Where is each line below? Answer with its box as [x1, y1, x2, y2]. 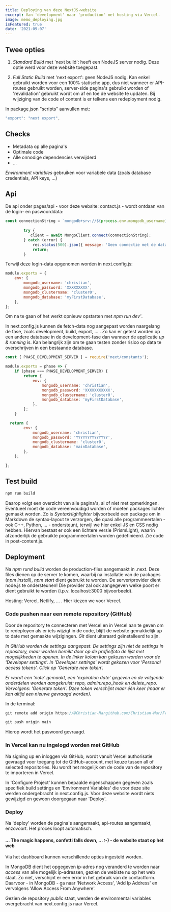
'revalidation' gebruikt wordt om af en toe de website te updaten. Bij [12, 90, 155, 96]
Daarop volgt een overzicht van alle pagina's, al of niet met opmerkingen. [5, 500, 159, 506]
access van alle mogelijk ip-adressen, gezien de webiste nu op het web [5, 869, 155, 875]
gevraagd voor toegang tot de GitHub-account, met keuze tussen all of [5, 758, 154, 765]
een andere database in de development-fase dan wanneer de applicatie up [5, 334, 164, 340]
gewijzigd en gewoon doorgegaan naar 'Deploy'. [5, 796, 107, 802]
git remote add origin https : [5, 710, 70, 716]
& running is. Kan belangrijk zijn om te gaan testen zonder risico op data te [5, 339, 162, 346]
